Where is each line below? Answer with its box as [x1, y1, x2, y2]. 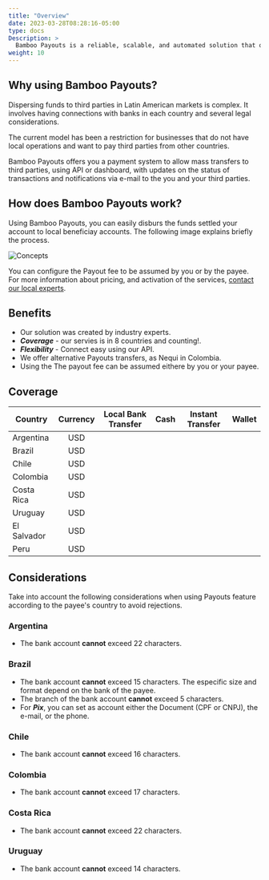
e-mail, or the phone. [19, 711, 90, 721]
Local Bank [103, 409, 147, 420]
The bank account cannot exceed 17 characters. [19, 787, 180, 797]
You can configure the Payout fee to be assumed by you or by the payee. [8, 266, 250, 276]
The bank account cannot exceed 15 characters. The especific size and [19, 676, 257, 686]
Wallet [231, 414, 257, 425]
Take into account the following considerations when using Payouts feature [8, 592, 256, 602]
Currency [58, 414, 95, 425]
